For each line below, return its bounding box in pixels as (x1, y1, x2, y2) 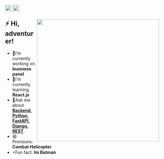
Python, (12, 113, 29, 118)
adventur (5, 29, 34, 38)
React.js (12, 91, 30, 97)
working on (12, 61, 35, 67)
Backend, (12, 107, 32, 113)
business (12, 66, 32, 71)
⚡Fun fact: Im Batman (12, 149, 56, 155)
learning (12, 87, 29, 92)
